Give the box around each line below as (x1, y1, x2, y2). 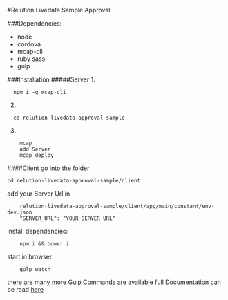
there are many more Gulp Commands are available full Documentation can (7, 278, 221, 286)
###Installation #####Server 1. (7, 75, 95, 84)
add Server (19, 146, 51, 153)
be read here (7, 285, 44, 293)
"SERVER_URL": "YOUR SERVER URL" (19, 215, 116, 222)
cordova (17, 40, 41, 48)
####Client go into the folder (7, 164, 90, 172)
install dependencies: (7, 227, 68, 235)
